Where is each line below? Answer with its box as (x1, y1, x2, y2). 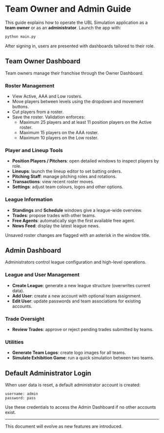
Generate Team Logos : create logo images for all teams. (12, 350, 126, 355)
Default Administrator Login (5, 369, 92, 377)
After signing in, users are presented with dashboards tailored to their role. (5, 43, 155, 49)
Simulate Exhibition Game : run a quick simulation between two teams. (12, 355, 155, 361)
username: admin (5, 392, 38, 396)
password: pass (5, 396, 36, 401)
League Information (5, 196, 53, 203)
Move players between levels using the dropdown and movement (12, 98, 144, 104)
